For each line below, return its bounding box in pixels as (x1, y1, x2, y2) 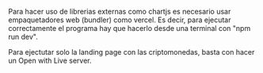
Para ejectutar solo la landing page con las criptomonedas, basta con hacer (8, 48, 255, 56)
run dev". (8, 32, 38, 41)
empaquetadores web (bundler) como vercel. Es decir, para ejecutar (8, 15, 231, 25)
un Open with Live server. (8, 56, 93, 65)
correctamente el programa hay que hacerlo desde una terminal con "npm (8, 24, 251, 33)
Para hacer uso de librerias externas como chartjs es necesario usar (8, 7, 231, 16)
